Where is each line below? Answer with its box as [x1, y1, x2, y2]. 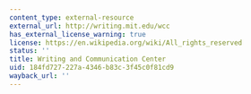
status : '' [9, 47, 50, 56]
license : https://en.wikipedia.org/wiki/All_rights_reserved [9, 38, 243, 47]
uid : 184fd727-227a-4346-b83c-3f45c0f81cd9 [9, 64, 175, 73]
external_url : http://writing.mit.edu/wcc [9, 21, 170, 30]
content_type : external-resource [9, 13, 134, 22]
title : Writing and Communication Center [9, 55, 167, 64]
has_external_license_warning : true [9, 30, 146, 38]
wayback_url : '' [9, 72, 70, 81]
